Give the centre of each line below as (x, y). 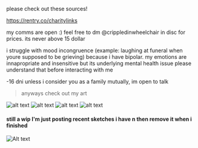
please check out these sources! (47, 9)
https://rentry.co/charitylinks (42, 20)
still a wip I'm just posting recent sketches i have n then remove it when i (99, 119)
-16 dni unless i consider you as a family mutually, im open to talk (87, 82)
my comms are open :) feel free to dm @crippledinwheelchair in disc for (96, 32)
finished (17, 125)
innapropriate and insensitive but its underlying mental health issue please (99, 63)
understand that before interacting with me (60, 70)
